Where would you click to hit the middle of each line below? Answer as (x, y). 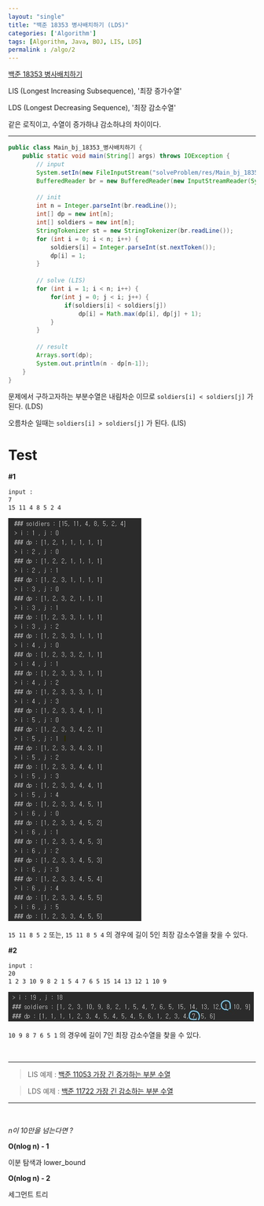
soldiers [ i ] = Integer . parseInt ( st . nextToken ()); (133, 247)
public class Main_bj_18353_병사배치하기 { (75, 148)
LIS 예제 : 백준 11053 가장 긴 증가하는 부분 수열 (99, 1075)
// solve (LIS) (61, 281)
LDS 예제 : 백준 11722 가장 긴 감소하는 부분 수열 (100, 1091)
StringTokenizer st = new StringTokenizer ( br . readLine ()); (135, 231)
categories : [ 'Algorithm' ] (52, 33)
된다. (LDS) (26, 406)
